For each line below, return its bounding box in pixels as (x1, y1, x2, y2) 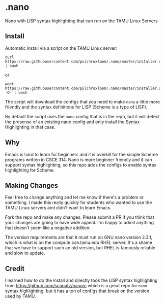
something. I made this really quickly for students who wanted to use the (5, 200, 152, 205)
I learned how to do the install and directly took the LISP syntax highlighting (5, 277, 158, 283)
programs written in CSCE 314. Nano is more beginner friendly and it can (5, 157, 152, 163)
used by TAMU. (5, 293, 36, 299)
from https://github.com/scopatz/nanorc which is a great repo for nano (5, 283, 147, 289)
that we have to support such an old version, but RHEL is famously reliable (5, 245, 156, 251)
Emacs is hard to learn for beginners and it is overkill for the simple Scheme (5, 151, 158, 157)
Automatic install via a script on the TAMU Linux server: (5, 45, 117, 51)
